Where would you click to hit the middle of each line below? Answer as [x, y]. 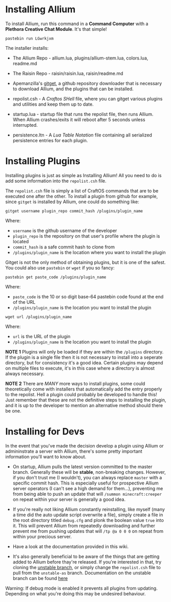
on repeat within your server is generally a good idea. [69, 499]
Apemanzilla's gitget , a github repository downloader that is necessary [87, 83]
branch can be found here [40, 578]
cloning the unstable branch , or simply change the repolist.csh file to [87, 567]
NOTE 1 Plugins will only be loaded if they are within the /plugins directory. [84, 352]
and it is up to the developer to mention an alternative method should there [84, 405]
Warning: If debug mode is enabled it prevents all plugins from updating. [81, 588]
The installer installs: [27, 48]
